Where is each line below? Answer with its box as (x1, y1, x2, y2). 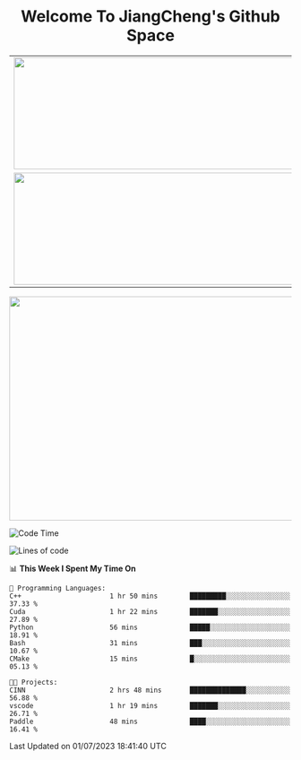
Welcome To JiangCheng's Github (21, 6, 280, 27)
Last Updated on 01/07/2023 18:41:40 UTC (9, 740, 168, 751)
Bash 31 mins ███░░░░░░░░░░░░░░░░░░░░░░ (9, 638, 291, 647)
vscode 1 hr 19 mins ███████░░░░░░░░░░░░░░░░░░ (9, 701, 291, 710)
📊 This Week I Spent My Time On (9, 563, 136, 574)
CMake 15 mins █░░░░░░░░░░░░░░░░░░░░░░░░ (9, 654, 291, 663)
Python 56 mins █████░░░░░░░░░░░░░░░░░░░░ (9, 623, 291, 632)
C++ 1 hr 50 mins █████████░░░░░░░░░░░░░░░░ (9, 592, 291, 600)
